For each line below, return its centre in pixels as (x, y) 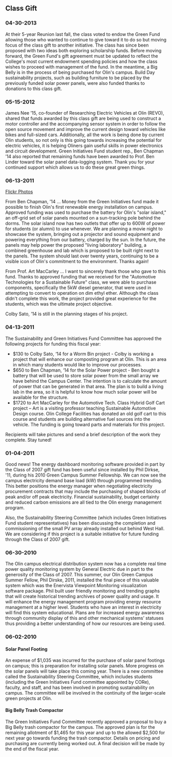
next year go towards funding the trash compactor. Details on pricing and (83, 738)
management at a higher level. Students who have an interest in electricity (83, 607)
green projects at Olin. (29, 699)
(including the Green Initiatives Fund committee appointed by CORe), (78, 682)
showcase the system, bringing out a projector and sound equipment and (83, 234)
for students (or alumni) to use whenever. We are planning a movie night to (84, 229)
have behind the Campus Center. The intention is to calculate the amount (90, 381)
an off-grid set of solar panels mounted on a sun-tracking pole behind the (83, 218)
